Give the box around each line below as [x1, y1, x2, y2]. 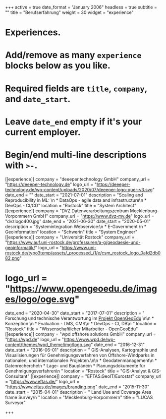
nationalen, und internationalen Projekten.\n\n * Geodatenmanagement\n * [5, 357, 157, 363]
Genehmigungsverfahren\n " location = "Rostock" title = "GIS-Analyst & [5, 368, 151, 374]
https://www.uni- [61, 244, 97, 250]
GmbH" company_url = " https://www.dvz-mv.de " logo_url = [33, 213, 155, 219]
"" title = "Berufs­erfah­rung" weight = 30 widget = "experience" [5, 9, 134, 15]
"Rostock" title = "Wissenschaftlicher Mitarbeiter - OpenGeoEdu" [5, 326, 138, 332]
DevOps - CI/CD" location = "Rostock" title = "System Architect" [5, 202, 137, 208]
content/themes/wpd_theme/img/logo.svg [5, 342, 91, 348]
